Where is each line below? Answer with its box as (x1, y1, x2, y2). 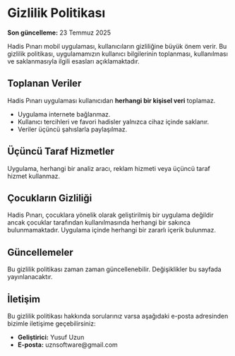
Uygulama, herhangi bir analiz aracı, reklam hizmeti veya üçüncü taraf (7, 164, 210, 172)
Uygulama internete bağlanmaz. (17, 109, 111, 118)
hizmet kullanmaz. (7, 172, 61, 180)
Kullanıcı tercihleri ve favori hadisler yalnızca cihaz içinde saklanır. (17, 117, 210, 126)
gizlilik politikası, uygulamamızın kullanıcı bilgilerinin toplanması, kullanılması (7, 49, 228, 58)
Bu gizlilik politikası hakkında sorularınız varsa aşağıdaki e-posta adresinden (7, 312, 229, 320)
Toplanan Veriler (7, 78, 82, 90)
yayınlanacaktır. (7, 273, 53, 281)
